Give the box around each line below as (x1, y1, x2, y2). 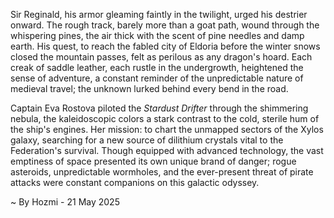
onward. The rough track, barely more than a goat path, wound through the (10, 19, 320, 31)
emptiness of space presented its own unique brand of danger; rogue (10, 155, 297, 167)
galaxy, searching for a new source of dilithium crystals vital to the (10, 134, 284, 146)
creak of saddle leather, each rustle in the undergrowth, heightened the (10, 62, 304, 73)
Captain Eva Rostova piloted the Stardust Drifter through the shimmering (10, 102, 309, 114)
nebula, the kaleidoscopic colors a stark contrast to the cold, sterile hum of (10, 113, 320, 124)
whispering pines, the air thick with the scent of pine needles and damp (10, 30, 305, 41)
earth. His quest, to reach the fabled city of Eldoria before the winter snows (10, 40, 321, 52)
